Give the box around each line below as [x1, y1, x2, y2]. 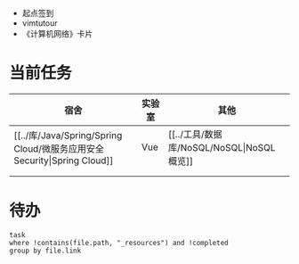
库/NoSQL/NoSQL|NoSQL [167, 141, 276, 153]
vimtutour [21, 18, 58, 29]
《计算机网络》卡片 [21, 29, 93, 38]
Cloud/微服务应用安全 [13, 142, 105, 154]
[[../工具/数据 [167, 128, 222, 140]
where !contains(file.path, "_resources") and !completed [9, 238, 229, 247]
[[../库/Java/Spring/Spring [13, 128, 123, 141]
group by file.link [9, 246, 82, 255]
